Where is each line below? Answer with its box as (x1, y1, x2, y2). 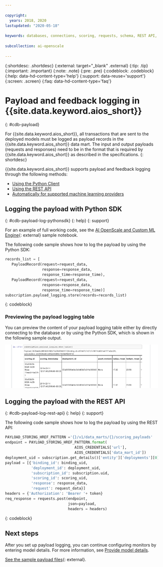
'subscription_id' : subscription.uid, (31, 470, 110, 475)
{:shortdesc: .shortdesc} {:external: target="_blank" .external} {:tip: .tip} (5, 63, 148, 68)
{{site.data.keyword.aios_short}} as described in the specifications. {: (5, 151, 144, 157)
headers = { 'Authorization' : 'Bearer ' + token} (5, 491, 103, 496)
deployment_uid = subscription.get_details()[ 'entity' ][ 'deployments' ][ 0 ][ (5, 455, 162, 460)
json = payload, (67, 501, 97, 506)
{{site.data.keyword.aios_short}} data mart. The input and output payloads (5, 141, 154, 147)
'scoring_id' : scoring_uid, (31, 476, 88, 481)
